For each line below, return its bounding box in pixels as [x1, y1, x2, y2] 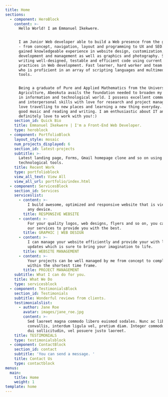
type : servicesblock [14, 282, 57, 287]
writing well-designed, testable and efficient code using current [18, 58, 162, 63]
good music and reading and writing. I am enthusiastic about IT [18, 109, 157, 114]
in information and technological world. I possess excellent [18, 95, 151, 100]
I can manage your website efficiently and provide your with [27, 239, 160, 245]
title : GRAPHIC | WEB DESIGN [23, 230, 84, 235]
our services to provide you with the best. [27, 225, 122, 231]
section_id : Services [14, 188, 59, 193]
